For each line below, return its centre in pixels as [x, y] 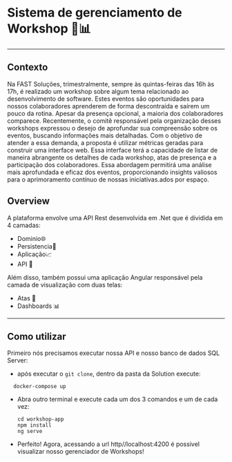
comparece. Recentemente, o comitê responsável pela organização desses [114, 121]
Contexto [28, 67]
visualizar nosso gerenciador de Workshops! [80, 452]
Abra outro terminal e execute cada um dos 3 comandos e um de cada [117, 399]
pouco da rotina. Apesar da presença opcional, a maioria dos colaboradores [115, 113]
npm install [34, 425]
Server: [18, 360]
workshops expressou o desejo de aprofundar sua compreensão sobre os [112, 128]
